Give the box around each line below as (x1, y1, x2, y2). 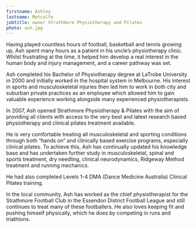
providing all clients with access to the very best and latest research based (6, 113, 187, 121)
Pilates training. (6, 180, 44, 187)
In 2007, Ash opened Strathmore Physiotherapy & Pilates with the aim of (6, 107, 180, 114)
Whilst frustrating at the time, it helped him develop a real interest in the (6, 53, 178, 60)
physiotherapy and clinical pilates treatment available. (6, 119, 136, 126)
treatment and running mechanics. (6, 162, 90, 169)
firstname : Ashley (6, 8, 51, 15)
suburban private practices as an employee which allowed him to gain (6, 90, 174, 97)
